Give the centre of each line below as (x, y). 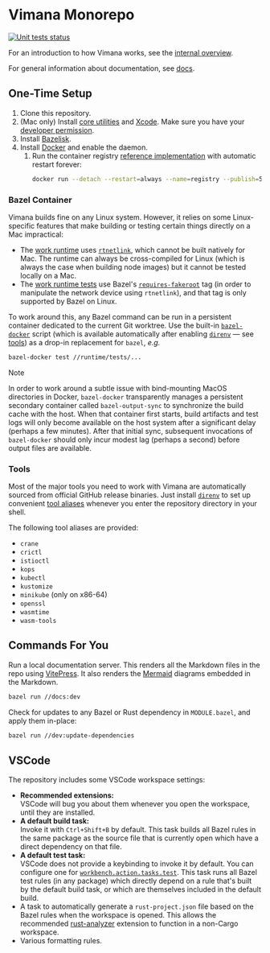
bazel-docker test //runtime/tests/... (75, 357)
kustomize (37, 587)
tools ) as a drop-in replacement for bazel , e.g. (84, 342)
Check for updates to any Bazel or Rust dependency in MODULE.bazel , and (129, 712)
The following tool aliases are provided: (74, 528)
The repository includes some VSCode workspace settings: (107, 780)
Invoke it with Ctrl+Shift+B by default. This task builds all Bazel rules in (138, 830)
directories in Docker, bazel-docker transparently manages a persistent (126, 397)
